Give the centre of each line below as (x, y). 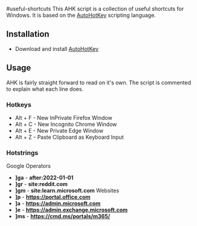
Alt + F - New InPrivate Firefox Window (64, 118)
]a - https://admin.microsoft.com (58, 204)
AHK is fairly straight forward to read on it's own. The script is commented (99, 82)
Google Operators (29, 166)
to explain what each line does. (45, 89)
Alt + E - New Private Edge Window (59, 130)
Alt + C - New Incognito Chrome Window (66, 124)
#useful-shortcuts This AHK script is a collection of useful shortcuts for (95, 9)
